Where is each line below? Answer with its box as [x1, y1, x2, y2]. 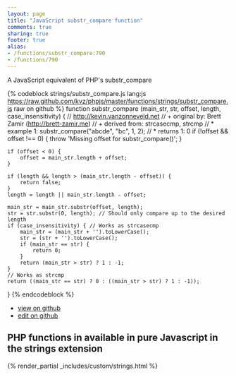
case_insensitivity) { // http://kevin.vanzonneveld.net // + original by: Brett [7, 112, 222, 120]
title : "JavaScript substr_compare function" [7, 17, 143, 24]
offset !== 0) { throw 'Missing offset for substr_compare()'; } [7, 134, 182, 143]
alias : [7, 43, 27, 50]
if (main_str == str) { [20, 241, 90, 248]
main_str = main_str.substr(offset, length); [7, 203, 143, 210]
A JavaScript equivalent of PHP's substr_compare [7, 76, 152, 84]
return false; [20, 179, 61, 186]
